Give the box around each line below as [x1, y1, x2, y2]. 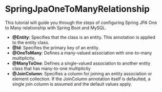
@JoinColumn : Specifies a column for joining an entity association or [12, 70, 152, 76]
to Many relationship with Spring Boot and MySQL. [5, 24, 106, 30]
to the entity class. [12, 39, 50, 45]
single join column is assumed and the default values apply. [12, 81, 132, 87]
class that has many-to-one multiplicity [12, 65, 91, 71]
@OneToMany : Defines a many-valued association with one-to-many [12, 50, 152, 56]
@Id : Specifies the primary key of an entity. [12, 45, 100, 50]
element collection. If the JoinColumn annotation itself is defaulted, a [12, 76, 151, 82]
